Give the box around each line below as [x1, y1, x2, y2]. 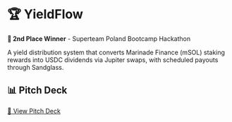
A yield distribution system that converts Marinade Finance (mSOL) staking [7, 48, 226, 56]
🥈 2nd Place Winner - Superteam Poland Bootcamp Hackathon [7, 34, 191, 43]
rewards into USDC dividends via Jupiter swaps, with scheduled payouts [7, 55, 219, 64]
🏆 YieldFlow [7, 6, 83, 23]
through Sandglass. [7, 63, 64, 71]
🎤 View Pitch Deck [7, 106, 61, 115]
